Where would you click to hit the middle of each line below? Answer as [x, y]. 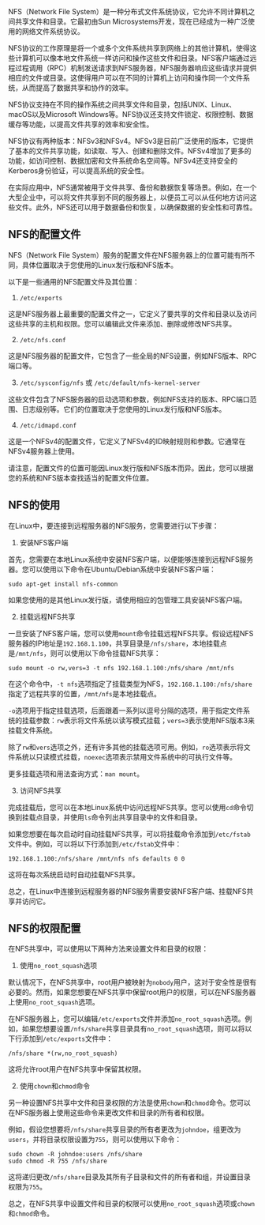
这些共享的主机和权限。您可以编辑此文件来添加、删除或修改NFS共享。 [122, 323]
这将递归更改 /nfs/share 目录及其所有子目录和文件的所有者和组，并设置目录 [129, 1177]
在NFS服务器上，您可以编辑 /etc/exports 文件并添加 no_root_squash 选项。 [127, 1019]
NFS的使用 [34, 505]
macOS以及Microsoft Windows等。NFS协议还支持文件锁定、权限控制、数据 [131, 114]
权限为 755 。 [28, 1187]
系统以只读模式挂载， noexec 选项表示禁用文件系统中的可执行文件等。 [125, 756]
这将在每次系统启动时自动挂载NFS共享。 [74, 874]
